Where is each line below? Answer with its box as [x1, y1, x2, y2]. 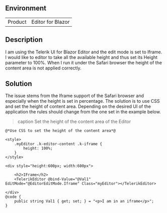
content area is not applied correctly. [5, 65, 81, 71]
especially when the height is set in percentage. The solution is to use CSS [5, 98, 160, 104]
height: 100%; [23, 146, 53, 151]
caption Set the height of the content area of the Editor [17, 118, 131, 125]
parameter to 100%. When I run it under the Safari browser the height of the [5, 59, 162, 65]
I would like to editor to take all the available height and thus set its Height [5, 54, 157, 60]
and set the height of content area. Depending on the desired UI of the [5, 103, 151, 110]
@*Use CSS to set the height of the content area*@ [5, 128, 116, 133]
